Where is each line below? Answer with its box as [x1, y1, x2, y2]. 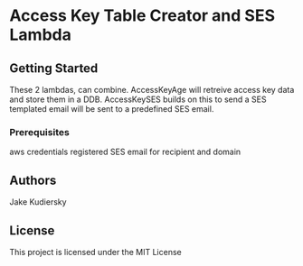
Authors [9, 172, 57, 188]
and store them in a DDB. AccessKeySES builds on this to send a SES [9, 94, 267, 105]
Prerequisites [9, 125, 70, 138]
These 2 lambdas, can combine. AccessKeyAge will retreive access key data [9, 85, 295, 95]
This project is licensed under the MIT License [9, 246, 183, 257]
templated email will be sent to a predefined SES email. [9, 104, 214, 114]
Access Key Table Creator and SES [9, 5, 276, 26]
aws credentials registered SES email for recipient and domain [9, 146, 241, 158]
